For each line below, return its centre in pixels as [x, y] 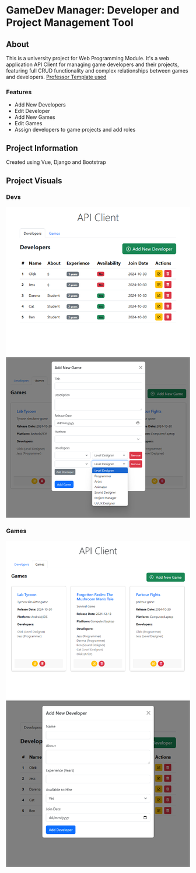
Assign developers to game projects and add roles [75, 130]
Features [19, 92]
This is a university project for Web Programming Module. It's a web [88, 58]
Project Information [42, 148]
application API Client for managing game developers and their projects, [92, 64]
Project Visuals [34, 181]
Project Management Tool [70, 23]
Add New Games [35, 117]
